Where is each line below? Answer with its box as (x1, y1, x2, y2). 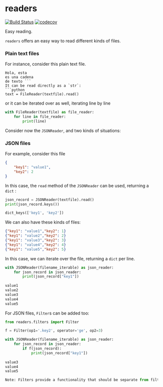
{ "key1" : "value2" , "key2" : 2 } (5, 233, 66, 239)
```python (5, 88, 25, 92)
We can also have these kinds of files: (5, 220, 81, 225)
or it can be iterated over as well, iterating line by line (5, 100, 111, 106)
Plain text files (5, 50, 40, 56)
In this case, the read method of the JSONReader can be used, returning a (5, 183, 149, 188)
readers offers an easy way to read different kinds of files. (5, 37, 121, 44)
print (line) (22, 119, 47, 124)
